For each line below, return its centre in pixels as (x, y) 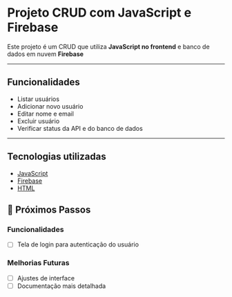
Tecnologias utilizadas (57, 157)
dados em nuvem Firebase (46, 54)
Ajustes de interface (46, 278)
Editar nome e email (46, 114)
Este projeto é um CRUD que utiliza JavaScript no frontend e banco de (108, 46)
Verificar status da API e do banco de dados (80, 128)
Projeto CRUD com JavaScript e (99, 13)
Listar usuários (38, 99)
